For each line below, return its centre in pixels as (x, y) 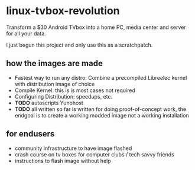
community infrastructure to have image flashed (73, 148)
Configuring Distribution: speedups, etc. (64, 96)
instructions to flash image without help (63, 161)
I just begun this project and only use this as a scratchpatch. (79, 45)
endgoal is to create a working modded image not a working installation (102, 115)
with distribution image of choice (55, 84)
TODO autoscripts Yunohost (49, 103)
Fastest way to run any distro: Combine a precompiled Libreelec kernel (101, 77)
